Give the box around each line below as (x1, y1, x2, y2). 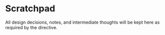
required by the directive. (5, 24, 58, 30)
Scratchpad (5, 3, 56, 14)
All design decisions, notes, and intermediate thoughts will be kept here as (5, 19, 160, 25)
